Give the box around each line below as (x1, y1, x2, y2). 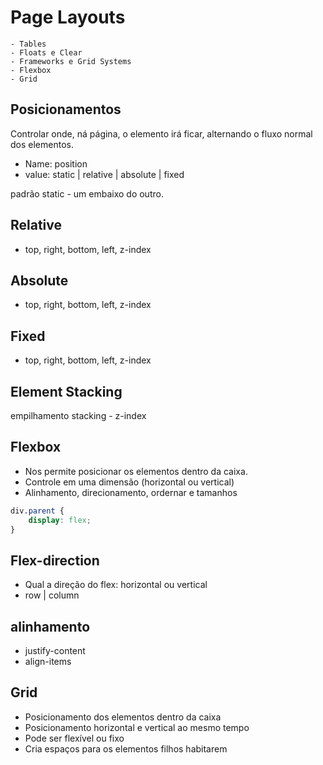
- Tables (10, 39, 47, 49)
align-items (24, 656, 72, 668)
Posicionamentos (10, 101, 122, 118)
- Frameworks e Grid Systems (10, 56, 132, 66)
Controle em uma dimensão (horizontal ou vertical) (24, 476, 235, 488)
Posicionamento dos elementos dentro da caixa (24, 711, 222, 723)
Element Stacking (10, 383, 123, 400)
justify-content (24, 645, 86, 657)
